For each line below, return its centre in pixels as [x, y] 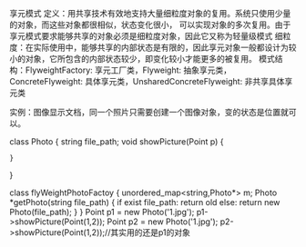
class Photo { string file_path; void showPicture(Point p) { [117, 142]
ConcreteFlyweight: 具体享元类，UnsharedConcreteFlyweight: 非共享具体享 [151, 81]
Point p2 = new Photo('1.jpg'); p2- [170, 222]
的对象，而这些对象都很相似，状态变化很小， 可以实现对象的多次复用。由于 [150, 25]
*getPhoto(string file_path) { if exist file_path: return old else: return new [145, 202]
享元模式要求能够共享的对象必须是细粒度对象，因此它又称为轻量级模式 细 [146, 36]
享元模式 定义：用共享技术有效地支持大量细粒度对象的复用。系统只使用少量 [150, 13]
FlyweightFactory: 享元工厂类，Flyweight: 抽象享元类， [128, 70]
